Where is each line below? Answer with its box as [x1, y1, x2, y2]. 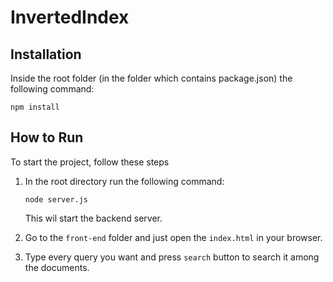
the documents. [24, 261, 90, 273]
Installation [10, 46, 82, 63]
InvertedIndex [10, 6, 130, 29]
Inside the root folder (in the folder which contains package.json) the [10, 72, 293, 84]
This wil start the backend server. [24, 212, 163, 224]
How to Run [10, 129, 84, 146]
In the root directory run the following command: [24, 175, 225, 187]
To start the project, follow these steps [10, 156, 170, 168]
